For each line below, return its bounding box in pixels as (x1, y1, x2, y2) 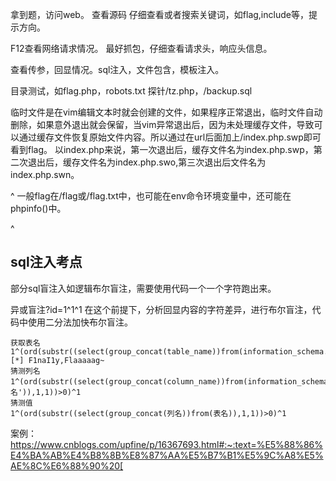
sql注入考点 (10, 254, 83, 271)
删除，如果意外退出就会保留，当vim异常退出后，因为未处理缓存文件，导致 (10, 119, 315, 130)
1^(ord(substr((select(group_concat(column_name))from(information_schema (10, 376, 329, 387)
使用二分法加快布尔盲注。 (27, 316, 133, 328)
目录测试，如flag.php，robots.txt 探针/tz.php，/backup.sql (10, 85, 253, 97)
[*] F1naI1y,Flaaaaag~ (10, 355, 105, 365)
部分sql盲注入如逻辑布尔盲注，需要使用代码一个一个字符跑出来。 (10, 282, 277, 294)
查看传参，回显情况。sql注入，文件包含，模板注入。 (10, 64, 225, 75)
